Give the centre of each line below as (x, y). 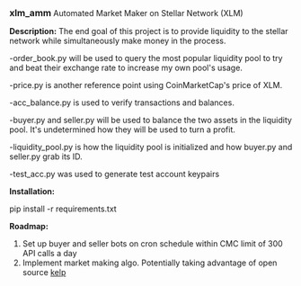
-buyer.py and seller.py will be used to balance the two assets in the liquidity (150, 120)
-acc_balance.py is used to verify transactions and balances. (122, 103)
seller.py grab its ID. (46, 156)
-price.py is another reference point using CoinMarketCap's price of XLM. (146, 85)
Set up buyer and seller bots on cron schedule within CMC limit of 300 (152, 244)
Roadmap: (29, 226)
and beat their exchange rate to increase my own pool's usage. (126, 67)
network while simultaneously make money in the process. (118, 40)
